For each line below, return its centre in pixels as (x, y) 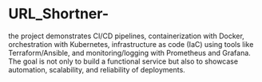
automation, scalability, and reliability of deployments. (97, 69)
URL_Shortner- (59, 14)
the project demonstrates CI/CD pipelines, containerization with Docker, (127, 36)
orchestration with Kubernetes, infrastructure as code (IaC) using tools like (131, 44)
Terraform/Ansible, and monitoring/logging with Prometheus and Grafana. (130, 53)
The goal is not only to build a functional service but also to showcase (123, 61)
